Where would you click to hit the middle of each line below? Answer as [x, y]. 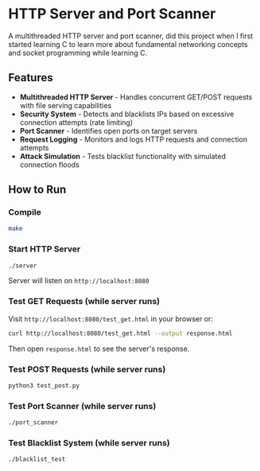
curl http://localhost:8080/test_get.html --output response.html [120, 333]
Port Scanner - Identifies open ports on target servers [109, 130]
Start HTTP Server [45, 249]
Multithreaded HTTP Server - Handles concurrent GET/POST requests [136, 97]
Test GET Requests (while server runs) [84, 302]
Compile [25, 212]
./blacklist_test [37, 459]
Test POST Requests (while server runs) [87, 369]
